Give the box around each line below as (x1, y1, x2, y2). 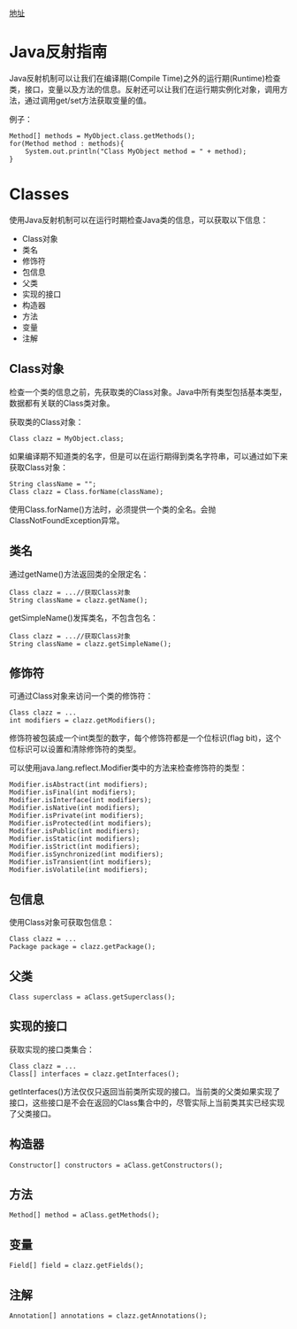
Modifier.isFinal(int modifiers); (9, 788, 137, 797)
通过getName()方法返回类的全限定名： (9, 568, 149, 579)
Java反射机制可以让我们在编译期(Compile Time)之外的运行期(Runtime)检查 (9, 73, 281, 83)
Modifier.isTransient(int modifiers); (9, 858, 152, 867)
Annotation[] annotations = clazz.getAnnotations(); (9, 1311, 208, 1320)
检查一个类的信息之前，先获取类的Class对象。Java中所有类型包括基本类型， (9, 386, 287, 397)
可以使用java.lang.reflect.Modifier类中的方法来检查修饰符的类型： (9, 762, 247, 773)
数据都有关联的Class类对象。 (9, 398, 115, 408)
